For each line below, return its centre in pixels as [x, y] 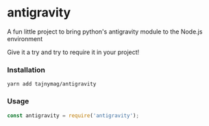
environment [25, 38]
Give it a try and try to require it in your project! [73, 52]
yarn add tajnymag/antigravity [52, 84]
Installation [26, 70]
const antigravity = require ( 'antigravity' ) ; [73, 115]
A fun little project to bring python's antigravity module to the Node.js [105, 32]
